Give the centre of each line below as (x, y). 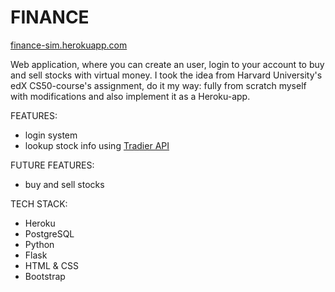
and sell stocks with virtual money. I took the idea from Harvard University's (166, 75)
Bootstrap (45, 276)
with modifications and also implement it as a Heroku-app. (130, 96)
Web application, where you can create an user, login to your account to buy (167, 64)
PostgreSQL (49, 233)
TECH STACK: (39, 203)
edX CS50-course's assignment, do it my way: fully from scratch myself (158, 85)
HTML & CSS (51, 265)
